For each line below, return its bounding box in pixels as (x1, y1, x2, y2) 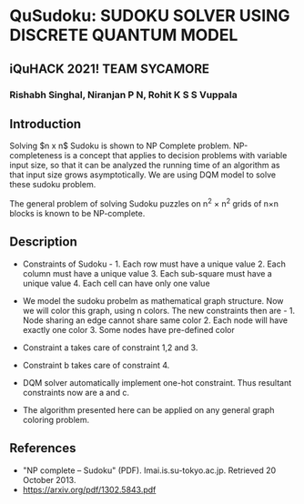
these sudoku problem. (9, 179, 96, 190)
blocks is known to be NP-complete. (9, 207, 146, 218)
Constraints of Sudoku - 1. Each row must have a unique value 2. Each (22, 258, 287, 269)
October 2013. (22, 474, 76, 485)
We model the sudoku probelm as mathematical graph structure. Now (22, 295, 284, 306)
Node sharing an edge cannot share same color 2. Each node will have (22, 315, 289, 326)
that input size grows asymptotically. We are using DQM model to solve (9, 169, 276, 180)
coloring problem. (22, 414, 89, 425)
